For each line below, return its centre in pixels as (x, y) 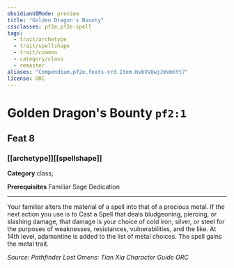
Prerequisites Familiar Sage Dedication (64, 187)
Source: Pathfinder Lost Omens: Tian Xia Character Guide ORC (98, 258)
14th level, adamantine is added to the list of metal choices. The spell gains (115, 237)
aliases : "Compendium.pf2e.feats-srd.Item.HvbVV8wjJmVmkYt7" (98, 72)
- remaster (29, 65)
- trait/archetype (40, 40)
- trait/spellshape (42, 46)
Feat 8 (21, 138)
